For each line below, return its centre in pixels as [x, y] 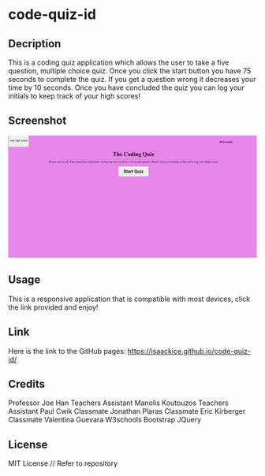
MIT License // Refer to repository [63, 463]
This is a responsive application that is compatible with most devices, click [129, 299]
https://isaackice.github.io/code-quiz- [189, 351]
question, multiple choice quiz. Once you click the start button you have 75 [130, 71]
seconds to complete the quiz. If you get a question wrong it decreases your [132, 79]
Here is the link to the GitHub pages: [67, 351]
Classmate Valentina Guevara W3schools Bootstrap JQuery [105, 420]
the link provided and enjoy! [53, 307]
